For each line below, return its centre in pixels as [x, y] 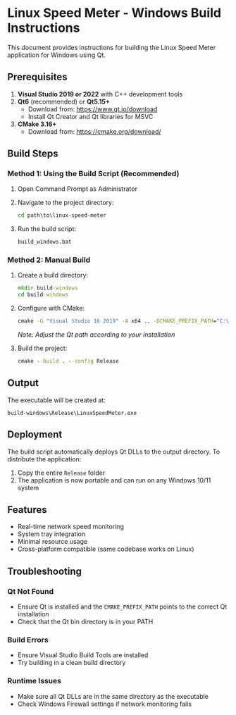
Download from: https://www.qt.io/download [93, 109]
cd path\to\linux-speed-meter [62, 216]
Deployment [35, 435]
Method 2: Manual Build [49, 260]
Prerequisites [37, 77]
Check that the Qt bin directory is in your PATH [85, 622]
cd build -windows [43, 295]
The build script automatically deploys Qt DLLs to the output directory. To [114, 452]
